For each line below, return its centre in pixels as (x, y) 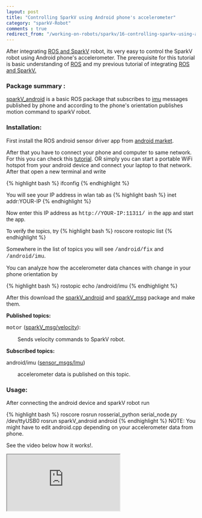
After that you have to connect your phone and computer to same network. (99, 152)
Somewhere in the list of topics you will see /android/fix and (85, 249)
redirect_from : (25, 34)
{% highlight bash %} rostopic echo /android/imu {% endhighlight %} (92, 286)
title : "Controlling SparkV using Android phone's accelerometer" (91, 17)
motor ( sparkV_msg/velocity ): (44, 327)
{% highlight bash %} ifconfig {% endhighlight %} (68, 183)
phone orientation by (32, 274)
